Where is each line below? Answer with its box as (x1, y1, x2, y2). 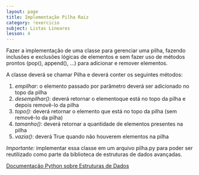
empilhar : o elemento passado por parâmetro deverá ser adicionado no (14, 82, 189, 90)
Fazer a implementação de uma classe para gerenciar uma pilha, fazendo (6, 47, 186, 54)
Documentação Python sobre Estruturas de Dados (6, 163, 129, 170)
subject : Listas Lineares (6, 25, 70, 31)
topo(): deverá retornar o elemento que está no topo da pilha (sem (14, 108, 177, 115)
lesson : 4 (6, 31, 31, 37)
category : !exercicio (6, 20, 60, 26)
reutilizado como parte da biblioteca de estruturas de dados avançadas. (6, 151, 182, 158)
